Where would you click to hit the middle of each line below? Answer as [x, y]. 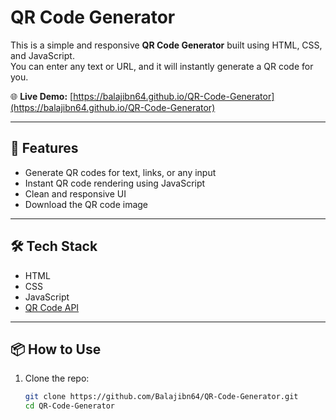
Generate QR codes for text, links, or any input [120, 172]
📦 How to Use [56, 349]
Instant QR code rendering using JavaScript [115, 183]
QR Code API [52, 307]
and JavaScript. [42, 55]
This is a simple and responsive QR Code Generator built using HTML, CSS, [166, 45]
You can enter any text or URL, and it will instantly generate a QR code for [162, 66]
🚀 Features [44, 148]
